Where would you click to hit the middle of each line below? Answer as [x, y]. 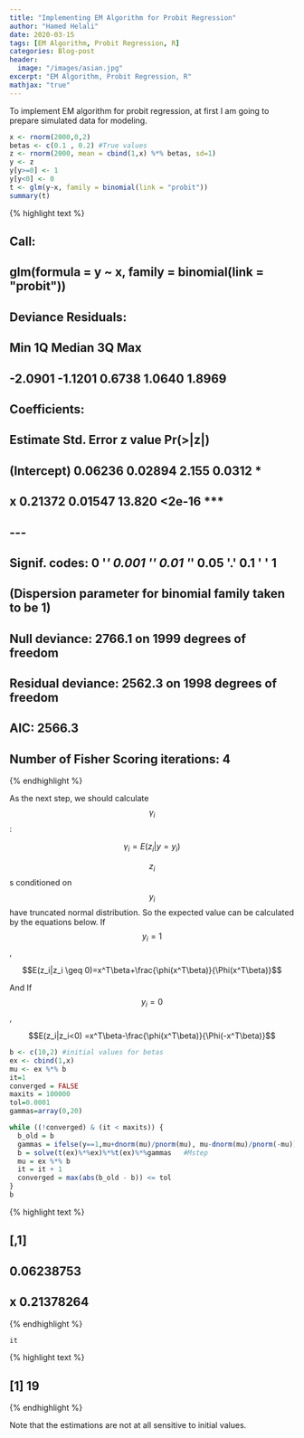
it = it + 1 [40, 1169]
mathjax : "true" [40, 85]
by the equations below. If [57, 922]
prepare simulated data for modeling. [78, 120]
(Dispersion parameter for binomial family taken [147, 594]
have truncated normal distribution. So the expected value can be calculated [152, 913]
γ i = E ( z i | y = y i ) [152, 847]
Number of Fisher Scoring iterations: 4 [120, 759]
